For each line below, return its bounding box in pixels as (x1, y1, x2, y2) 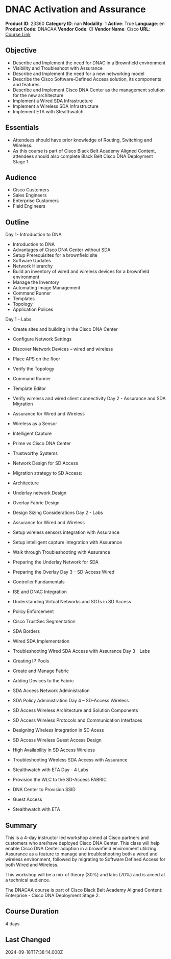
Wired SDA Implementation (12, 638, 70, 644)
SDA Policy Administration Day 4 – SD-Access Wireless (12, 698, 129, 704)
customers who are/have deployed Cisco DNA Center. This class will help (5, 840, 160, 846)
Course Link (5, 31, 31, 37)
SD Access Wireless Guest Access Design (12, 737, 102, 743)
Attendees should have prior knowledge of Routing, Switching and (12, 137, 152, 143)
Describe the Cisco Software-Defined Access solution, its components (12, 76, 162, 82)
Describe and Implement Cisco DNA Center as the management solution (12, 87, 165, 93)
